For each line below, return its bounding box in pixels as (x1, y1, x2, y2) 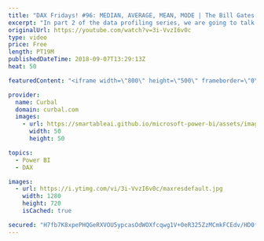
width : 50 (28, 127, 61, 136)
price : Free (8, 41, 47, 49)
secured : (8, 221, 37, 228)
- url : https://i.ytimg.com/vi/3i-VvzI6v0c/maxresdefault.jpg (15, 185, 223, 193)
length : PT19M (8, 48, 55, 56)
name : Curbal (15, 98, 58, 106)
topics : (8, 148, 34, 157)
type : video (8, 33, 47, 42)
